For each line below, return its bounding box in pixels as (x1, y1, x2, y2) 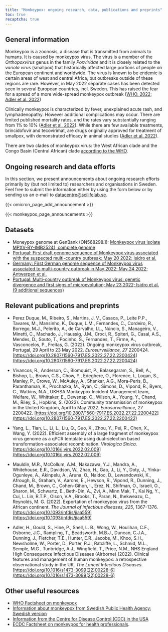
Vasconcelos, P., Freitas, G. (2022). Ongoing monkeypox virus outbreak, (12, 342, 162, 348)
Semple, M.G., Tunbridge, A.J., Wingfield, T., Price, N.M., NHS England (12, 545, 158, 552)
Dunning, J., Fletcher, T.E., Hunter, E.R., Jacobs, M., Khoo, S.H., (12, 535, 144, 541)
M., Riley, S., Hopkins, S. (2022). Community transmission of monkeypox (12, 399, 163, 405)
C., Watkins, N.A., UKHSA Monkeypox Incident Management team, (12, 388, 150, 394)
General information (5, 35, 69, 44)
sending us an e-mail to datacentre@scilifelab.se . (5, 192, 108, 198)
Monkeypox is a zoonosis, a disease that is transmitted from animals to (5, 49, 151, 55)
